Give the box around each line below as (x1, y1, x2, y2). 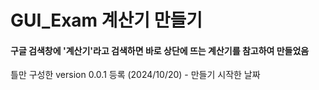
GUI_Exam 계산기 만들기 (10, 9, 203, 32)
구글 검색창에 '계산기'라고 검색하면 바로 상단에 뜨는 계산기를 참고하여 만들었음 (10, 44, 310, 56)
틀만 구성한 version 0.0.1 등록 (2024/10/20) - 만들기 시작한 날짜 (10, 69, 261, 81)
